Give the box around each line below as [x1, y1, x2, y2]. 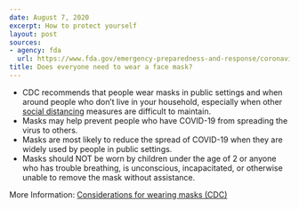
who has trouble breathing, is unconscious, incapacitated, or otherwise [21, 162, 283, 173]
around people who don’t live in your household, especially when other [21, 96, 283, 107]
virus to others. [21, 125, 78, 135]
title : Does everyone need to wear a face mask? [9, 63, 193, 72]
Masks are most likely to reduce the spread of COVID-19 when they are [21, 134, 283, 145]
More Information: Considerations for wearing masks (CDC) [9, 189, 228, 200]
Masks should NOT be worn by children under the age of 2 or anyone [21, 153, 277, 164]
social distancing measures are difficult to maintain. [21, 106, 212, 117]
